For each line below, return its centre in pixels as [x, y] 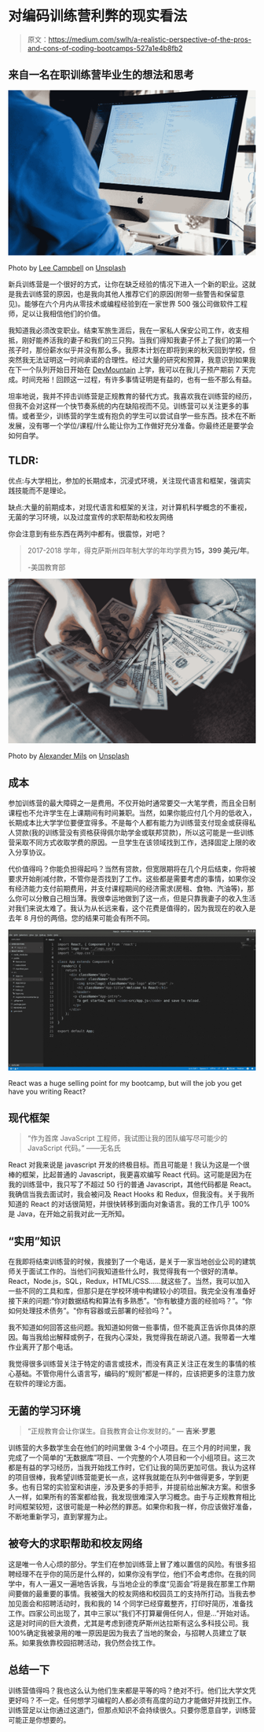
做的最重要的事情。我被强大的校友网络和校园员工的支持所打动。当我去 [135, 1594]
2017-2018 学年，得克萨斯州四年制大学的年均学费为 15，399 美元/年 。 [140, 550]
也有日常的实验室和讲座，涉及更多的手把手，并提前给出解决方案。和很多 [139, 1487]
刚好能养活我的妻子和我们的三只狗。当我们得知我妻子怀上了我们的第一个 [139, 340]
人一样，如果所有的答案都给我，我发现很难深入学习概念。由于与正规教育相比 [132, 1497]
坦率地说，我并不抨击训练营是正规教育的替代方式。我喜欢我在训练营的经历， [132, 396]
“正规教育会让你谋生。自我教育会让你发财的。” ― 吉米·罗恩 [121, 1431]
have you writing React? [47, 1091]
